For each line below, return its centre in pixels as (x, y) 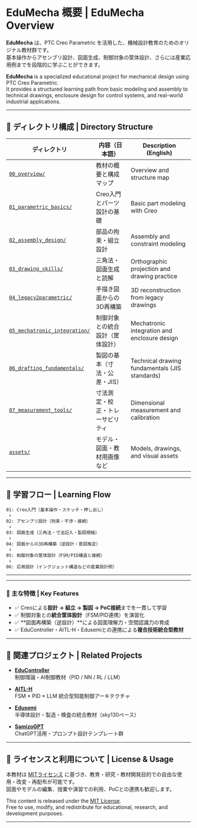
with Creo (144, 210)
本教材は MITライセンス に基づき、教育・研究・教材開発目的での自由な (92, 774)
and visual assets (154, 456)
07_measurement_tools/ (40, 410)
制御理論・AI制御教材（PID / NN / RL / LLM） (69, 677)
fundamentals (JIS (156, 368)
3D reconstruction (155, 290)
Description (159, 145)
